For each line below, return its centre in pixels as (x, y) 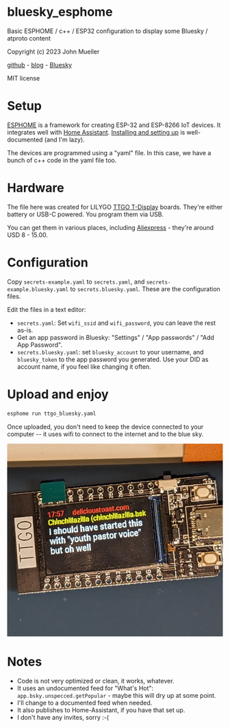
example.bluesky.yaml (38, 289)
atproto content (29, 38)
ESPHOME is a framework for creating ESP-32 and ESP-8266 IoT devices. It (114, 125)
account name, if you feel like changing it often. (84, 366)
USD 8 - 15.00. (28, 235)
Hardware (36, 188)
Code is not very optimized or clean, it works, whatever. (95, 681)
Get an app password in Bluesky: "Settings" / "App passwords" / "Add (115, 337)
